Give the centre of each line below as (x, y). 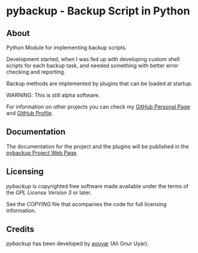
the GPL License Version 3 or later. (49, 192)
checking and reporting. (36, 72)
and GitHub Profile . (30, 113)
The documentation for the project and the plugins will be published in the (97, 146)
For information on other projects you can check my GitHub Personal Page (98, 107)
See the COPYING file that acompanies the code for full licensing (86, 204)
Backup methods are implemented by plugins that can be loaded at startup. (99, 83)
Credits (20, 229)
